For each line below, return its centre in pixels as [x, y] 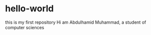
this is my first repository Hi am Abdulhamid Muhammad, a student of [76, 22]
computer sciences [25, 27]
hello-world [30, 9]
